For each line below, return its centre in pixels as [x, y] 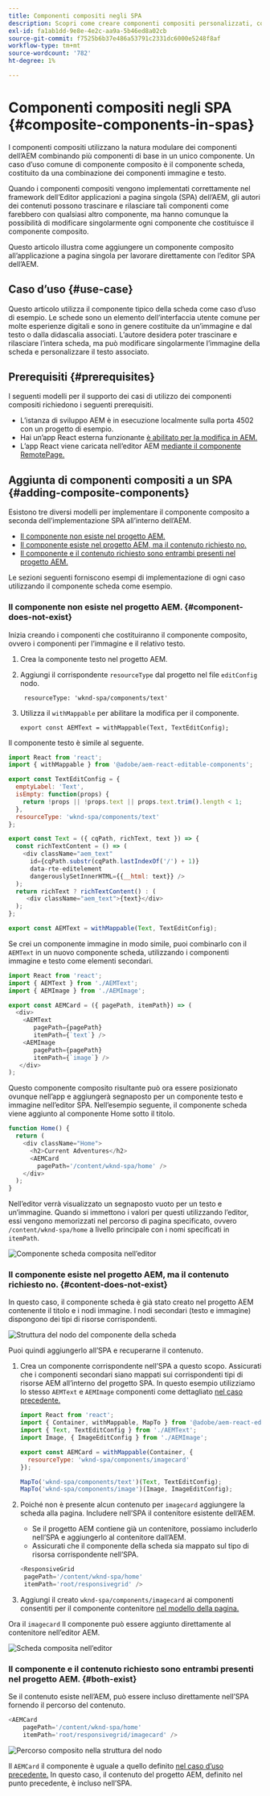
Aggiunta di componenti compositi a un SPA [121, 480]
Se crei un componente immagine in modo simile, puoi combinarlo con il [128, 943]
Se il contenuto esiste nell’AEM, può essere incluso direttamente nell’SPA [129, 1697]
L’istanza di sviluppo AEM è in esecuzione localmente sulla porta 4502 [137, 421]
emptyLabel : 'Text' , [50, 787]
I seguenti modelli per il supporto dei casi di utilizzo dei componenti [120, 397]
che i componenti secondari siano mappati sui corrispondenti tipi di [131, 1374]
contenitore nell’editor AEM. [54, 1632]
